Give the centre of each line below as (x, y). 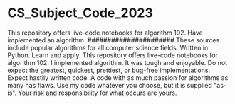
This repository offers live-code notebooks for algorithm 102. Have (105, 33)
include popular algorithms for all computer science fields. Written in (108, 47)
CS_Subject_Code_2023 (80, 13)
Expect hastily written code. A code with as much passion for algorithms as (118, 77)
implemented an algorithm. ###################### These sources (114, 40)
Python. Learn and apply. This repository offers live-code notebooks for (113, 55)
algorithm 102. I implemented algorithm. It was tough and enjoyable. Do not (117, 62)
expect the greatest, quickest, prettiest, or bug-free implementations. (109, 70)
